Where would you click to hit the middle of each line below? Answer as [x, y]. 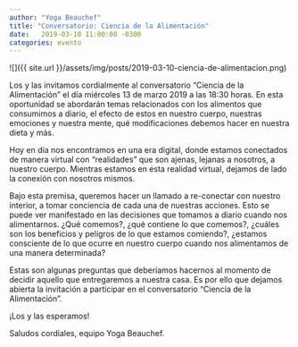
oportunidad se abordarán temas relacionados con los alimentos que [136, 105]
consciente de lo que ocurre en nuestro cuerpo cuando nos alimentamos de [149, 243]
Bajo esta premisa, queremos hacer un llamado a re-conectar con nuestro [145, 196]
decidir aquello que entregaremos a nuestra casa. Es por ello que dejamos [146, 280]
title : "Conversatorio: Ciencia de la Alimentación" [109, 26]
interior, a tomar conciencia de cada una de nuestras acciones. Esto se [140, 206]
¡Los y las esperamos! [50, 316]
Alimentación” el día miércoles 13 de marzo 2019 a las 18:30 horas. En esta [146, 95]
